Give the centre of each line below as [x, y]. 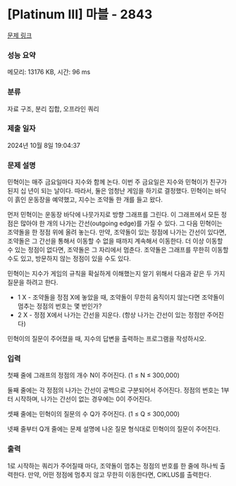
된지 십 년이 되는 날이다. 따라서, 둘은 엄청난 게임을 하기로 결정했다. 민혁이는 [110, 191]
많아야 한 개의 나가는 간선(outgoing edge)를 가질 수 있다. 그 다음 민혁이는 [122, 223]
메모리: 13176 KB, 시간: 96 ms [49, 72]
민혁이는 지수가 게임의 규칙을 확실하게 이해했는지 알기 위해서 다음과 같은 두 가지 [116, 274]
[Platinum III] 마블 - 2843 [80, 14]
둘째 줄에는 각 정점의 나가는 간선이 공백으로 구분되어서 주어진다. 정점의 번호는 [113, 390]
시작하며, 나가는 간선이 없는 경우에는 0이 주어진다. [83, 399]
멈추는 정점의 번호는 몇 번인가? [60, 306]
